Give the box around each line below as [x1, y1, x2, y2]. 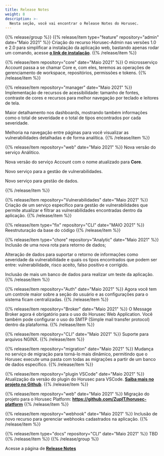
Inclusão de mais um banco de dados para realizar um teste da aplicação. [5, 272, 154, 278]
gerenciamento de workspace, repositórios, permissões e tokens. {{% [5, 70, 147, 76]
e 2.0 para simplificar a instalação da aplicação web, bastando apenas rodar [5, 45, 159, 51]
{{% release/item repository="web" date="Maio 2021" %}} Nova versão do [5, 144, 156, 150]
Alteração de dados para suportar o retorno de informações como [5, 252, 139, 257]
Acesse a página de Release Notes [5, 446, 76, 452]
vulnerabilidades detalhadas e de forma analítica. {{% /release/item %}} [5, 135, 150, 141]
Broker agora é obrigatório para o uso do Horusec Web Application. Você [5, 311, 153, 317]
